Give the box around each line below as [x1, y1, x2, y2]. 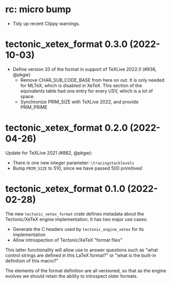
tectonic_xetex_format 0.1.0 [5, 183, 126, 195]
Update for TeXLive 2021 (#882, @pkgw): [5, 150, 93, 156]
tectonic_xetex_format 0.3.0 [5, 38, 128, 50]
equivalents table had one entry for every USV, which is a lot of [20, 88, 153, 94]
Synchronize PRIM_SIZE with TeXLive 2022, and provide [20, 99, 139, 105]
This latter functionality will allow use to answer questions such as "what [5, 247, 158, 253]
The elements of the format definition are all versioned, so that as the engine [5, 267, 166, 274]
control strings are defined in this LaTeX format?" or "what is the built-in [5, 252, 157, 258]
